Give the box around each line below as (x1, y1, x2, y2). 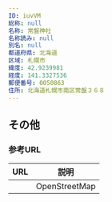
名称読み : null (8, 34, 54, 42)
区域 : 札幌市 (8, 57, 46, 65)
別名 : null (8, 42, 42, 50)
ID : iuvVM (8, 11, 42, 20)
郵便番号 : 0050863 (8, 79, 66, 87)
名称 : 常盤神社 (8, 26, 52, 34)
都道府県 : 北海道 (8, 49, 58, 57)
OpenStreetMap (35, 181, 96, 192)
